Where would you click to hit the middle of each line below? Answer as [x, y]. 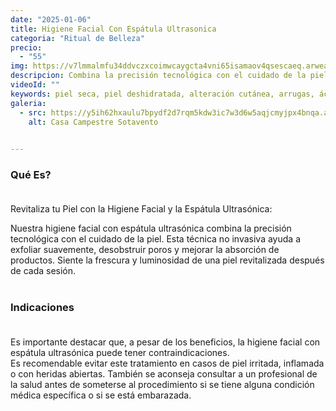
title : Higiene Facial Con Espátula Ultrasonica [113, 29]
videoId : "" [35, 85]
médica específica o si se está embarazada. [101, 395]
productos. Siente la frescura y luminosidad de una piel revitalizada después [167, 260]
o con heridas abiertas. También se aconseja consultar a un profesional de [164, 373]
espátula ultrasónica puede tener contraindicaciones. [120, 352]
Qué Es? [31, 175]
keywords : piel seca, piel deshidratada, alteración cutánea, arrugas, [162, 94]
